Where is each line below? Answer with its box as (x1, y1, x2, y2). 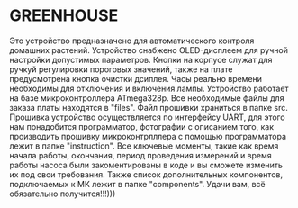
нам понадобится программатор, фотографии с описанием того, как (9, 121, 275, 131)
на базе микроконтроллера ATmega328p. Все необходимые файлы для (9, 92, 284, 104)
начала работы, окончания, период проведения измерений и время (9, 149, 272, 160)
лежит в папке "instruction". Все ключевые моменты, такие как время (9, 140, 279, 151)
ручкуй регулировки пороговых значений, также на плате (9, 64, 233, 75)
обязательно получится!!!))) (9, 188, 116, 199)
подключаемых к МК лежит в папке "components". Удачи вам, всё (9, 178, 266, 189)
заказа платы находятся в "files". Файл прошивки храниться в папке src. (9, 102, 288, 113)
